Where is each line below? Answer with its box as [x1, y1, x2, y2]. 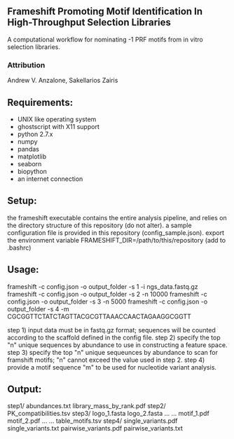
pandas [17, 144, 40, 153]
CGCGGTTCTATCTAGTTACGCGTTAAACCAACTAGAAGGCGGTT [7, 312, 191, 320]
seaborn [17, 159, 42, 168]
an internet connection [17, 175, 83, 183]
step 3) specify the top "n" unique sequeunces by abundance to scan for [7, 348, 219, 356]
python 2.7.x [17, 130, 53, 138]
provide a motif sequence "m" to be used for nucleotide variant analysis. [7, 363, 217, 371]
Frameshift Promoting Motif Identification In [7, 6, 203, 18]
